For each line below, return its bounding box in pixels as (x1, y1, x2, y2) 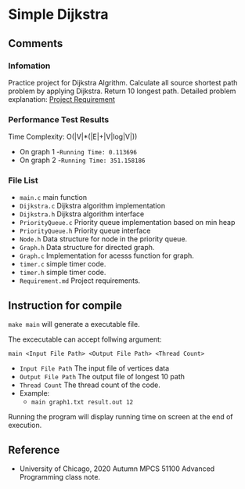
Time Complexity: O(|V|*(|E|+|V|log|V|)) (8, 132, 138, 142)
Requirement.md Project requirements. (19, 276, 141, 285)
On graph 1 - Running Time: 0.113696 (19, 147, 137, 157)
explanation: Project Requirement (8, 94, 116, 103)
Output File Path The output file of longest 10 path (19, 372, 186, 382)
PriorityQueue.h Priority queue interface (19, 226, 151, 236)
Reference (8, 443, 60, 456)
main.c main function (19, 193, 88, 202)
